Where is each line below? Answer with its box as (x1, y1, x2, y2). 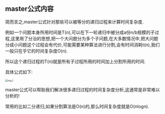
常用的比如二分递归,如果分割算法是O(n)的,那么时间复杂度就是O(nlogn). (5, 103, 150, 109)
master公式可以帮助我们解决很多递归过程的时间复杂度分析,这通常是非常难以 (5, 86, 160, 93)
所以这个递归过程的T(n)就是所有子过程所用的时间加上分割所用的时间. (5, 58, 146, 64)
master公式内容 (5, 4, 54, 13)
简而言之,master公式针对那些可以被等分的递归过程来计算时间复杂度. (5, 19, 144, 25)
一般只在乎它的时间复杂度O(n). (5, 48, 68, 54)
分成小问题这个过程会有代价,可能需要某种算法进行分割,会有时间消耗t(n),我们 (5, 42, 160, 48)
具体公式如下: (5, 69, 33, 75)
